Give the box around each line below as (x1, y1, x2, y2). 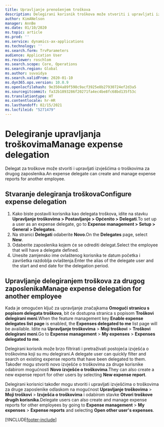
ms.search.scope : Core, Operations (5, 62, 78, 67)
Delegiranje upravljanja (5, 128, 101, 140)
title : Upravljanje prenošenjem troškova (5, 7, 91, 12)
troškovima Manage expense (5, 139, 123, 150)
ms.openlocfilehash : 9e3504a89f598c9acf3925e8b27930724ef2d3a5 (5, 84, 137, 90)
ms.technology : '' (5, 44, 42, 48)
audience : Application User (5, 52, 62, 58)
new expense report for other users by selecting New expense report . (5, 372, 146, 378)
